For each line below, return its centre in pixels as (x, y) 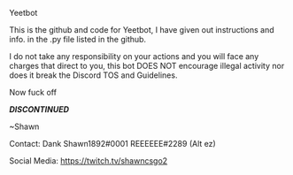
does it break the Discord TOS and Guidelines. (93, 75)
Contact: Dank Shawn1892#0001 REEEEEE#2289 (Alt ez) (113, 144)
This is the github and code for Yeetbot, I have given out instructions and (142, 30)
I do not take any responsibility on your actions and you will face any (134, 56)
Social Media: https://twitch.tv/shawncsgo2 (89, 161)
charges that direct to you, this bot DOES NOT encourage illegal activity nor (147, 66)
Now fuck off (33, 92)
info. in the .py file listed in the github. (78, 39)
